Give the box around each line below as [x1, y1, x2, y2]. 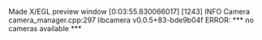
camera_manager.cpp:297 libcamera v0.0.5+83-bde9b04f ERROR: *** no [8, 15, 254, 25]
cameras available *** [8, 24, 82, 33]
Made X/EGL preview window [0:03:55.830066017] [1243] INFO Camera [8, 7, 250, 16]
